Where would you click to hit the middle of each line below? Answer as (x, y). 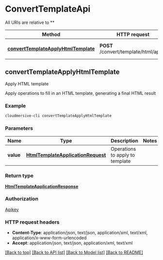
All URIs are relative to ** (30, 22)
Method (51, 34)
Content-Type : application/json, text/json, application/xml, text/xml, (80, 233)
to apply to (123, 155)
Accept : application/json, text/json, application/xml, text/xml (72, 243)
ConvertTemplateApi (48, 9)
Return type (19, 176)
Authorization (22, 199)
